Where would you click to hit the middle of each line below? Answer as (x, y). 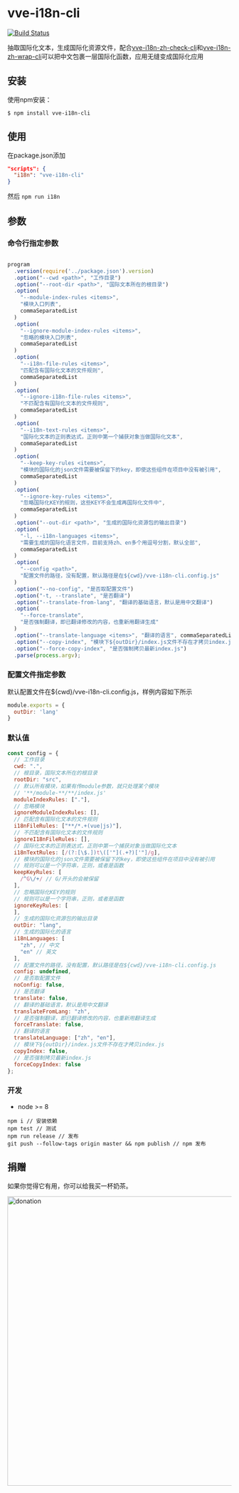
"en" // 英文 (38, 952)
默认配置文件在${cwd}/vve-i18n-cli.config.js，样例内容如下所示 (100, 692)
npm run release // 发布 (43, 1136)
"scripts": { (27, 169)
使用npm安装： (30, 99)
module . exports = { (36, 705)
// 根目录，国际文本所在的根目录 (56, 773)
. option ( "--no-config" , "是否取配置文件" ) (74, 589)
